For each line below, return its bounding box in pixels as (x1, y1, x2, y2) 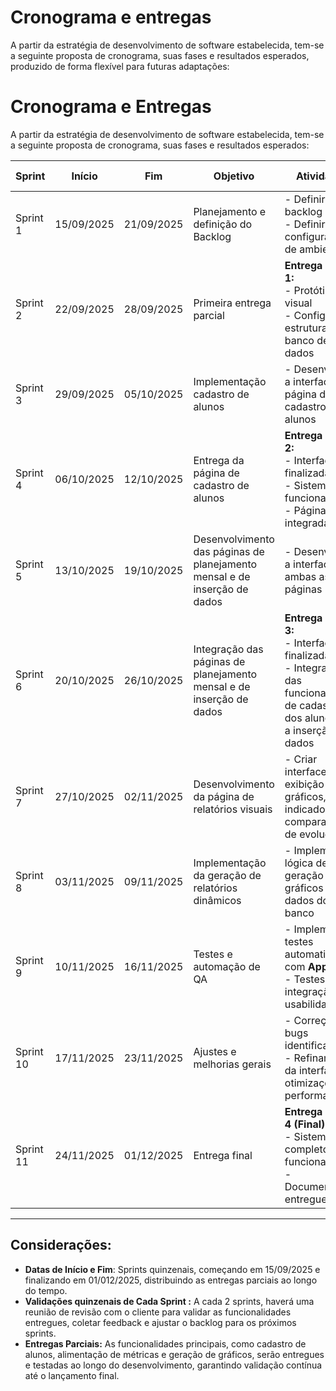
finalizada (284, 466, 331, 480)
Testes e (193, 947, 233, 961)
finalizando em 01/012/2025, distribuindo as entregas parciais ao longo (24, 1274, 318, 1286)
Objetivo (213, 169, 255, 183)
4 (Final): (284, 1117, 328, 1131)
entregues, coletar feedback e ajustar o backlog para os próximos (24, 1316, 297, 1328)
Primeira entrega (193, 296, 272, 310)
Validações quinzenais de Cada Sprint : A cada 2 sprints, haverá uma (24, 1295, 315, 1307)
